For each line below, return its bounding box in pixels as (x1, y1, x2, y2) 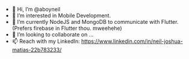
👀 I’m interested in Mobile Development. (11, 12, 111, 19)
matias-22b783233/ (11, 46, 62, 53)
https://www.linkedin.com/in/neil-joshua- (81, 38, 184, 45)
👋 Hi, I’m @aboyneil (11, 6, 61, 13)
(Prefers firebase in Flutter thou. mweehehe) (11, 24, 122, 32)
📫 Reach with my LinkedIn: (11, 38, 80, 45)
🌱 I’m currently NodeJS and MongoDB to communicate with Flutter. (11, 18, 179, 25)
